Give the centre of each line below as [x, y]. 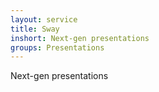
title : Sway [35, 29]
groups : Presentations [57, 47]
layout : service [44, 19]
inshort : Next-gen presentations [80, 38]
